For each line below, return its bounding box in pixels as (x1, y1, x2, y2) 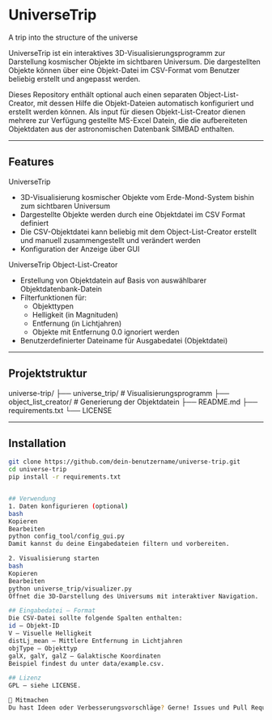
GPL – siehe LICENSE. (8, 682, 82, 690)
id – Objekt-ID (8, 622, 60, 630)
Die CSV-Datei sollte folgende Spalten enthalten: (8, 614, 183, 623)
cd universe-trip (8, 466, 67, 474)
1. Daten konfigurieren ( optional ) (8, 502, 129, 510)
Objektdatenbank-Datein (19, 283, 103, 293)
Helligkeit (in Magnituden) (32, 309, 119, 319)
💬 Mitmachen (8, 697, 49, 705)
